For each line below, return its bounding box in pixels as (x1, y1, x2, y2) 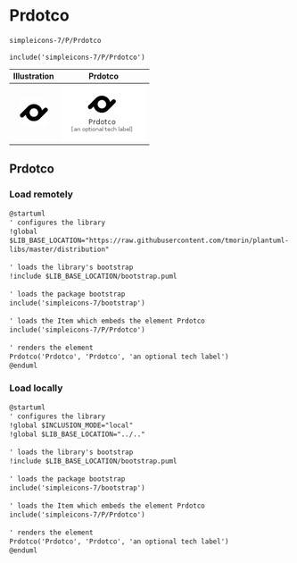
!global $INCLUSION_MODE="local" (9, 421, 134, 430)
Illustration (12, 71, 55, 81)
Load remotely (9, 188, 74, 200)
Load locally (9, 382, 63, 394)
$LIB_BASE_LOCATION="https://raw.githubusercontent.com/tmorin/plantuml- (9, 236, 290, 245)
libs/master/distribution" (9, 245, 110, 254)
